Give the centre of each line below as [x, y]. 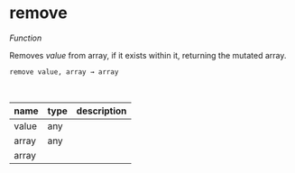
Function [26, 38]
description [101, 111]
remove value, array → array [64, 72]
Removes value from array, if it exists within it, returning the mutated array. [148, 55]
